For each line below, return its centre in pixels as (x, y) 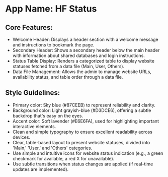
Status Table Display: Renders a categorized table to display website (83, 61)
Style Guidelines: (33, 93)
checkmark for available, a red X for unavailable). (63, 158)
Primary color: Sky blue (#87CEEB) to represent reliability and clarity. (84, 105)
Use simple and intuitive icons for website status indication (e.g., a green (88, 153)
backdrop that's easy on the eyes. (48, 115)
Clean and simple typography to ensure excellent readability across (82, 132)
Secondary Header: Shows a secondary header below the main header (86, 50)
